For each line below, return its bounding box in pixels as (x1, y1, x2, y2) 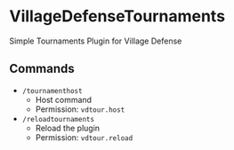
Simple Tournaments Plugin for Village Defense (9, 36, 182, 46)
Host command (35, 94, 92, 105)
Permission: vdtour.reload (35, 131, 133, 143)
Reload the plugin (35, 122, 101, 133)
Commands (9, 61, 76, 76)
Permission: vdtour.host (35, 104, 125, 114)
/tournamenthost (21, 86, 83, 95)
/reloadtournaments (21, 114, 95, 123)
